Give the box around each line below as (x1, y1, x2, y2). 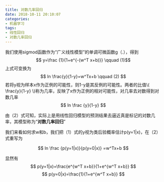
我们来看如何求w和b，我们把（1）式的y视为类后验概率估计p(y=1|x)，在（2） (5, 129, 161, 135)
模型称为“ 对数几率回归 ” (18, 118, 66, 124)
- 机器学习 (5, 21, 25, 26)
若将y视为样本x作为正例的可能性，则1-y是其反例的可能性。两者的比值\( (5, 82, 150, 88)
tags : (5, 26, 16, 31)
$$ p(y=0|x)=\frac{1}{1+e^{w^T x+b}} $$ (42, 171, 125, 177)
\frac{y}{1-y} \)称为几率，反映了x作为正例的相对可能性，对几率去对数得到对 (5, 88, 160, 94)
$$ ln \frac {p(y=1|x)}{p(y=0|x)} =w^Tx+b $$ (38, 145, 129, 151)
